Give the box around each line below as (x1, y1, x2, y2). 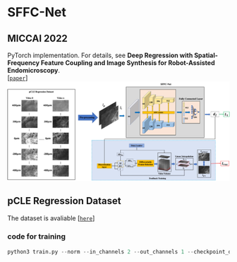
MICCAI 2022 (7, 32, 68, 44)
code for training (7, 231, 66, 241)
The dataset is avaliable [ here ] (7, 213, 95, 222)
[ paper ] (7, 73, 28, 82)
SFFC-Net (7, 4, 67, 20)
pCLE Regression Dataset (7, 195, 121, 207)
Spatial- (193, 51, 219, 59)
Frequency (7, 59, 40, 67)
